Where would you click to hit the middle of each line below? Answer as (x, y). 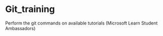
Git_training (30, 9)
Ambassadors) (20, 28)
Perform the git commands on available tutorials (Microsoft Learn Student (81, 23)
